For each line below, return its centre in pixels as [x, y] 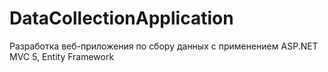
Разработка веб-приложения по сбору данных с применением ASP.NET [164, 46]
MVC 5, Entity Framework [62, 56]
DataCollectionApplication [121, 18]
